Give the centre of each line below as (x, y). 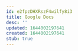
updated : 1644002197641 (35, 28)
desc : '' (17, 22)
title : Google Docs (30, 17)
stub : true (19, 39)
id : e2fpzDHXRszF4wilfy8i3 (39, 11)
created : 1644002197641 (35, 33)
